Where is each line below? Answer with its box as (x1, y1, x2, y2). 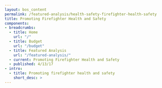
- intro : (4, 66, 23, 71)
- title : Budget (9, 39, 42, 44)
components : (4, 21, 29, 26)
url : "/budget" (13, 44, 45, 48)
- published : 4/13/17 (9, 62, 54, 66)
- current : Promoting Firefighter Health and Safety (9, 57, 120, 62)
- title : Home (9, 30, 38, 35)
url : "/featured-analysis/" (13, 52, 71, 58)
